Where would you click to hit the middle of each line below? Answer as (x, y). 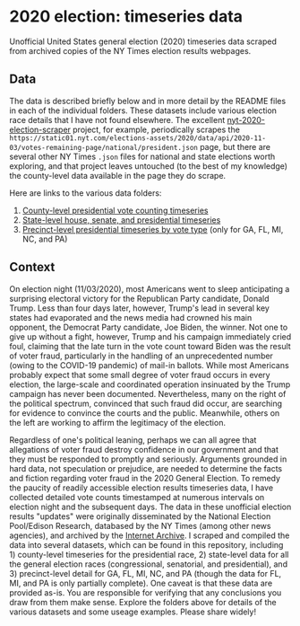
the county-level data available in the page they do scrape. (118, 175)
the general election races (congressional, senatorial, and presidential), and (149, 564)
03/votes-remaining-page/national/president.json (104, 147)
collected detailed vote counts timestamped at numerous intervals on (137, 497)
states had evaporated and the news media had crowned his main (131, 317)
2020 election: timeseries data (126, 17)
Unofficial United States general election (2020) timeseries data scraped (143, 41)
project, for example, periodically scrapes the (156, 129)
